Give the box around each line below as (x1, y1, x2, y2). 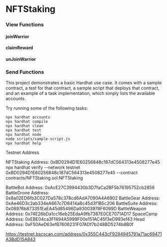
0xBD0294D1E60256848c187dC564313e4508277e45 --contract (5, 170, 138, 176)
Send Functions (5, 68, 44, 75)
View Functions (5, 21, 44, 28)
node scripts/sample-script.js (5, 136, 70, 142)
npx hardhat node (5, 132, 42, 137)
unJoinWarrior (5, 56, 36, 62)
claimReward (5, 45, 34, 51)
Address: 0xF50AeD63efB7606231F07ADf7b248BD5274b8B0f (5, 222, 134, 228)
